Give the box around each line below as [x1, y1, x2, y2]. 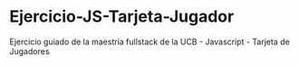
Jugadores [9, 45, 50, 56]
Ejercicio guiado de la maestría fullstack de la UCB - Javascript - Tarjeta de [9, 36, 290, 47]
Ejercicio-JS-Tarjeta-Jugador [9, 6, 235, 27]
